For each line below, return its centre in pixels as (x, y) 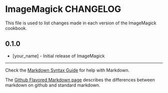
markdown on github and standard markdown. (53, 85)
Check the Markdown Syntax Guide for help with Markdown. (67, 70)
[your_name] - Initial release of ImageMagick (58, 56)
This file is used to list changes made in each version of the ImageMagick (81, 23)
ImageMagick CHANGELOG (63, 9)
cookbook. (16, 28)
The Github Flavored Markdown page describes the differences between (80, 80)
